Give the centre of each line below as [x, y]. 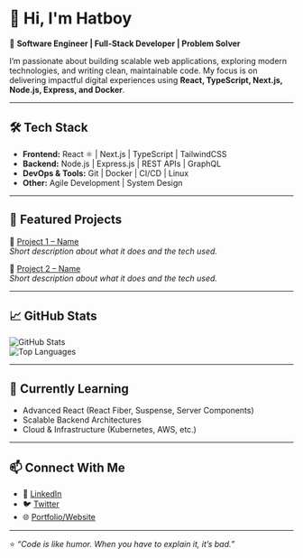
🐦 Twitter [41, 504]
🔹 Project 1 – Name [44, 241]
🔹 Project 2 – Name [45, 268]
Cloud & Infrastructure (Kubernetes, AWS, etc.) [109, 430]
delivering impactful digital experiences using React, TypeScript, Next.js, [146, 79]
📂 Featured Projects [66, 220]
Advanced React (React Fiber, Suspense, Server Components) [138, 411]
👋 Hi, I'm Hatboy [71, 19]
